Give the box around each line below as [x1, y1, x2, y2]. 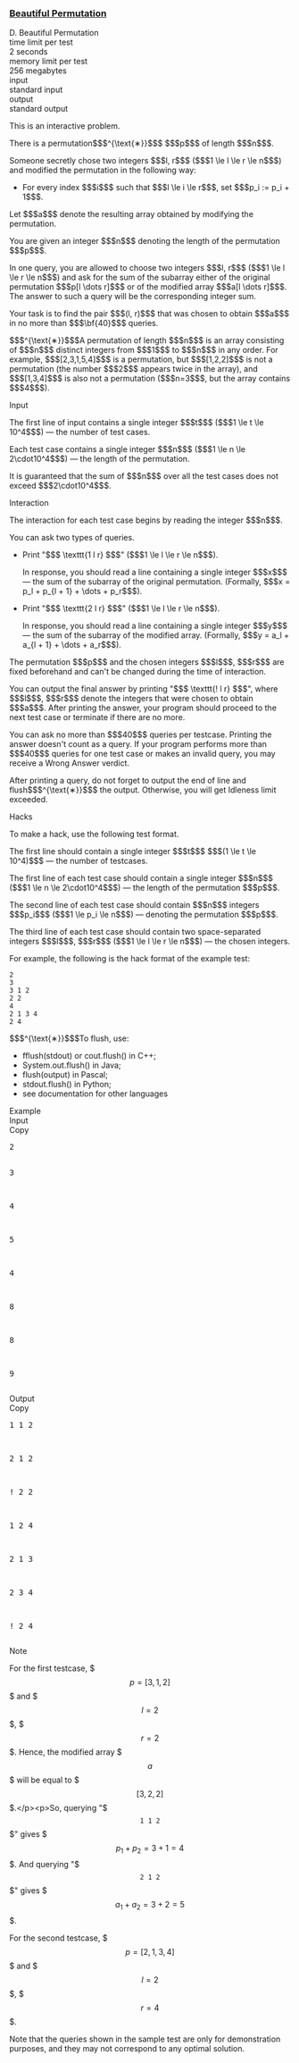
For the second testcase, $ [9, 1933, 108, 1943]
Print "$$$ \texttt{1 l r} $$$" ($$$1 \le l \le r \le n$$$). [21, 549, 219, 560]
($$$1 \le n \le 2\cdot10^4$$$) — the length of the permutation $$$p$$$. [9, 883, 280, 893]
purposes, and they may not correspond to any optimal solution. [9, 2042, 245, 2053]
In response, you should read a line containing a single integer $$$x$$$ [21, 566, 287, 578]
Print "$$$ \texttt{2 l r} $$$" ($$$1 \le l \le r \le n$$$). [21, 603, 220, 614]
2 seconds [9, 46, 48, 57]
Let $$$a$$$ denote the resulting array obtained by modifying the [9, 209, 254, 220]
